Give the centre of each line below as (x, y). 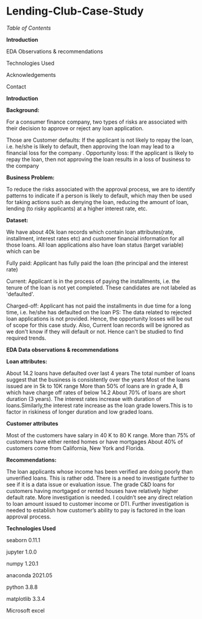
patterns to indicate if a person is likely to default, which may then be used (99, 196)
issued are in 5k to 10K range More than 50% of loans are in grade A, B (95, 386)
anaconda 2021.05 (29, 575)
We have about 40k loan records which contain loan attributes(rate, (90, 232)
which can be (23, 251)
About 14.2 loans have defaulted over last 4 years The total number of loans (101, 373)
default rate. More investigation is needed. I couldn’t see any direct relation (99, 497)
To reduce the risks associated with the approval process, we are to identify (101, 189)
